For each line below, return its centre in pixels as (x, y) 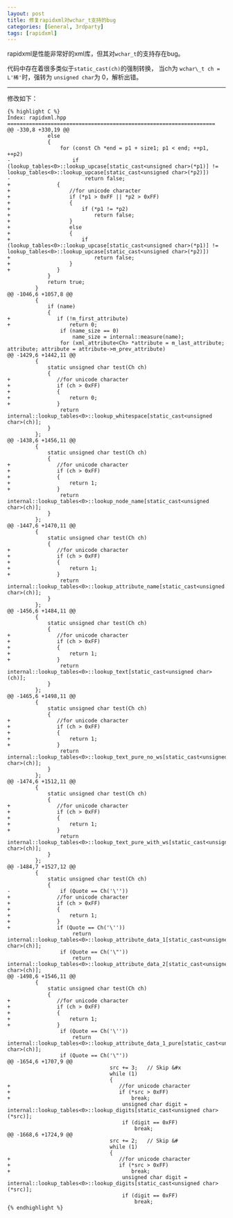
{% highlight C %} (34, 112)
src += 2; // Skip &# (144, 1141)
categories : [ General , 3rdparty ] (55, 26)
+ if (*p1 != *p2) (68, 209)
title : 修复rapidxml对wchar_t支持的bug (62, 20)
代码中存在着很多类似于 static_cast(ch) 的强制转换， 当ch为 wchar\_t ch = (114, 69)
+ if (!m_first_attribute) (68, 319)
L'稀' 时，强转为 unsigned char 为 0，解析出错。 (75, 77)
